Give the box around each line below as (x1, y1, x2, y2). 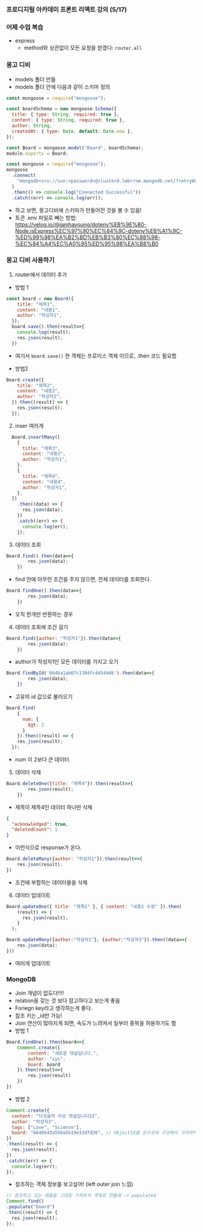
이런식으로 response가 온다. (14, 844, 82, 851)
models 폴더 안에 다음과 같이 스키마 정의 (14, 83, 110, 90)
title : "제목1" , (17, 301, 55, 308)
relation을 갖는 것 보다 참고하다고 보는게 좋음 (14, 997, 120, 1004)
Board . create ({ (6, 377, 44, 383)
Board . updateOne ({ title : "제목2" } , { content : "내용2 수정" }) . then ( (6, 903, 182, 909)
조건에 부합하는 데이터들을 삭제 (14, 879, 88, 886)
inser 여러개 (14, 422, 44, 429)
